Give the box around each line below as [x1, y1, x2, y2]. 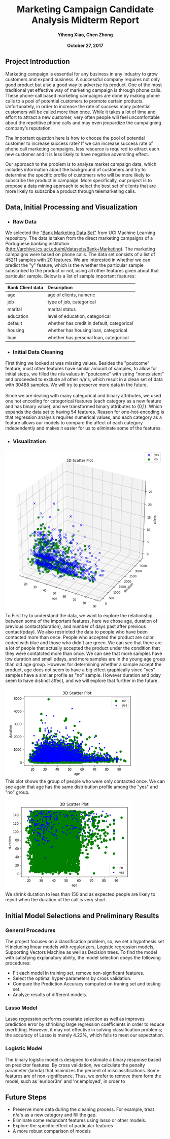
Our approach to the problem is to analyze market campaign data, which [5, 161, 157, 167]
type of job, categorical [47, 299, 96, 305]
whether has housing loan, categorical [47, 327, 128, 334]
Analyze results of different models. [12, 991, 88, 998]
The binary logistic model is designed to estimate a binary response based [5, 1056, 161, 1062]
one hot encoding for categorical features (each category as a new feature [5, 398, 161, 404]
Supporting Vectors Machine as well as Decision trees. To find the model [5, 949, 157, 955]
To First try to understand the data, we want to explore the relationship [5, 613, 153, 619]
